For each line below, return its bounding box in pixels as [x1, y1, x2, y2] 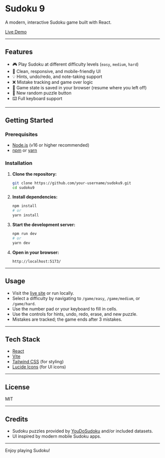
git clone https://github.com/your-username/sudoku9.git [12, 181, 132, 186]
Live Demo [5, 29, 27, 35]
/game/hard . [12, 301, 36, 306]
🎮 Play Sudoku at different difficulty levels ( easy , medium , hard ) [12, 61, 139, 67]
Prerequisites [5, 131, 38, 138]
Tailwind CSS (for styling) [12, 359, 64, 365]
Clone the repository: [12, 171, 57, 177]
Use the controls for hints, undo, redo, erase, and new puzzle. [12, 311, 137, 317]
